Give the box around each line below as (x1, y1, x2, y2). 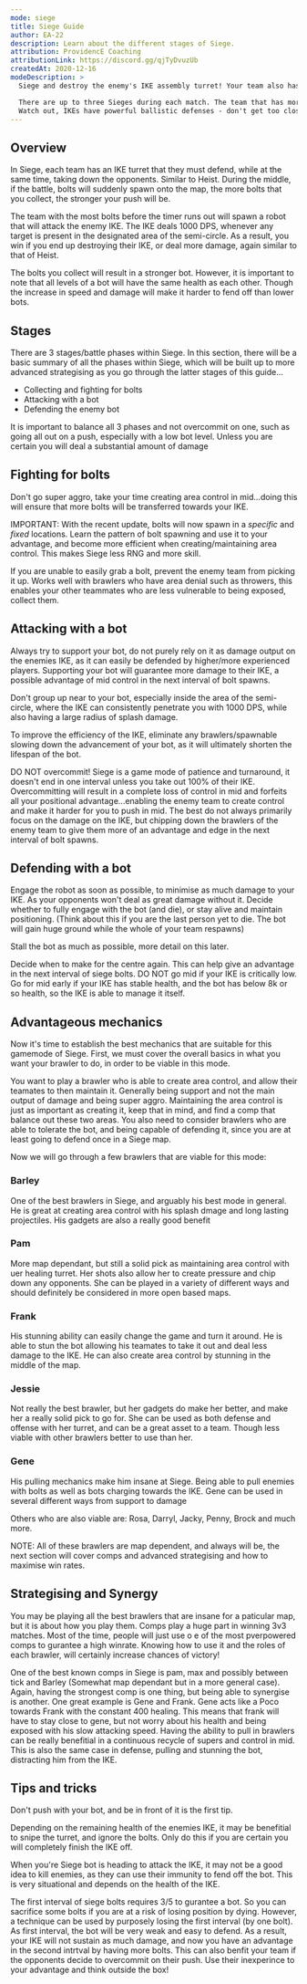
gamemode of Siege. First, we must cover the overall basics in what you (10, 1049, 281, 1060)
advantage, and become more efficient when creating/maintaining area (10, 538, 277, 548)
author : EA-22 (10, 30, 65, 39)
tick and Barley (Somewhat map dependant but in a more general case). (10, 1676, 281, 1687)
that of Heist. (10, 250, 59, 261)
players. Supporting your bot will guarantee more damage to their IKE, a (10, 664, 280, 675)
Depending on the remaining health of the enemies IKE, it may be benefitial (10, 1822, 292, 1833)
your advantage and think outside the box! (10, 1964, 169, 1976)
